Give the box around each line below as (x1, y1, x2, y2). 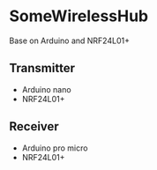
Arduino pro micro (21, 143, 88, 153)
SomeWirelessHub (9, 6, 149, 26)
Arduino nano (21, 84, 72, 94)
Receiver (9, 119, 59, 134)
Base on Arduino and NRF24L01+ (9, 35, 131, 46)
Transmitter (9, 61, 75, 76)
